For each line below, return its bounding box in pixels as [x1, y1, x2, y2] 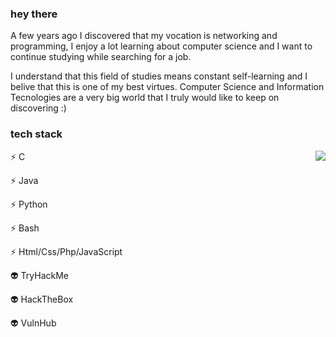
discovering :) [10, 102, 67, 114]
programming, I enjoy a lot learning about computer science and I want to [10, 40, 313, 52]
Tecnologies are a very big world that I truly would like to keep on [10, 92, 280, 104]
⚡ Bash [10, 222, 40, 234]
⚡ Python [10, 198, 48, 210]
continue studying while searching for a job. [10, 51, 192, 63]
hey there [10, 7, 58, 21]
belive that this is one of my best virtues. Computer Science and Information [10, 81, 325, 93]
